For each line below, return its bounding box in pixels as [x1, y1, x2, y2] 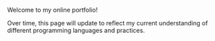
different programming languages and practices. [7, 27, 145, 34]
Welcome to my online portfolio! [7, 6, 98, 14]
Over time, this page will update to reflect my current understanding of [7, 19, 209, 27]
